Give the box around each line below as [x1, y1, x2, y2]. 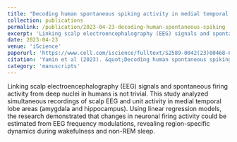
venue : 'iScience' [7, 43, 61, 50]
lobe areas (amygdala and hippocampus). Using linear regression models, [7, 104, 222, 112]
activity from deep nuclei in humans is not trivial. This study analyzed [7, 89, 209, 98]
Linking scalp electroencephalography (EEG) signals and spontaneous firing [7, 82, 228, 90]
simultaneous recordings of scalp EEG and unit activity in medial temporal [7, 96, 222, 105]
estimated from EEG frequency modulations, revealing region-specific [7, 119, 210, 127]
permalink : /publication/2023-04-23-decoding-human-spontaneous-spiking [7, 23, 226, 30]
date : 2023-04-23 [7, 37, 59, 44]
